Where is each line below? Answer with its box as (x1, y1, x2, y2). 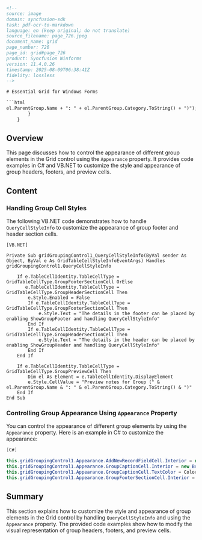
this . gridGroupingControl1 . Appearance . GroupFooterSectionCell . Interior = (6, 474, 195, 481)
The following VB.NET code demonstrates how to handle (6, 218, 147, 225)
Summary (6, 491, 44, 502)
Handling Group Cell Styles (6, 204, 87, 212)
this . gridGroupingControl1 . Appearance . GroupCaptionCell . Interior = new (6, 463, 189, 469)
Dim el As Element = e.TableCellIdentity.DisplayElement (28, 374, 173, 380)
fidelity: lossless (6, 72, 55, 78)
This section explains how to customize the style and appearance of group (6, 507, 191, 515)
